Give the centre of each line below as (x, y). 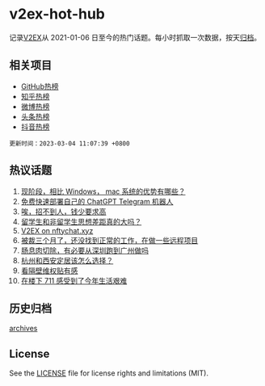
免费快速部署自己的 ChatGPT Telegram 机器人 (97, 201)
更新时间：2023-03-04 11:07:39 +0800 (69, 143)
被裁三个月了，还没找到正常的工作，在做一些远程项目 (109, 240)
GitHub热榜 (40, 86)
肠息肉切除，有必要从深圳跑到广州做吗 (84, 250)
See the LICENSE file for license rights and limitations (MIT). (109, 373)
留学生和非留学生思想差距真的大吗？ (81, 221)
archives (23, 329)
